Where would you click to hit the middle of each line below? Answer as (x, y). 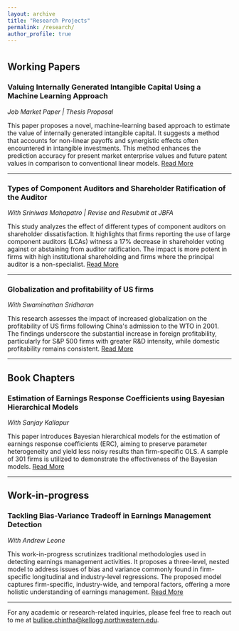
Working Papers (44, 67)
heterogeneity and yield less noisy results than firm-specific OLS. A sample (118, 452)
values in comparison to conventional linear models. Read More (100, 163)
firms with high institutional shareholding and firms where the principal (111, 257)
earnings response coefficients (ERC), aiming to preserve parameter (107, 444)
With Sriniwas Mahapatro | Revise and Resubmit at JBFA (91, 213)
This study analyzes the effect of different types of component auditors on (117, 227)
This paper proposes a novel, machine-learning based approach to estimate (119, 125)
